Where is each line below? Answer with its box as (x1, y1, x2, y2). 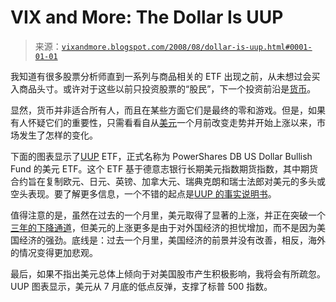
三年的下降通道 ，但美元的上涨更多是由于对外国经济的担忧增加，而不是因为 (10, 221, 317, 233)
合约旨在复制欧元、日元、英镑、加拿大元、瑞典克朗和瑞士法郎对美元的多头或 (10, 175, 326, 187)
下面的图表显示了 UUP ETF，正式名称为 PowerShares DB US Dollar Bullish (10, 150, 313, 162)
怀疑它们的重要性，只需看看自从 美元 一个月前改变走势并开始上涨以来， (27, 116, 317, 128)
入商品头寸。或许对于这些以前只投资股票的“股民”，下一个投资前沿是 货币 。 (10, 82, 317, 95)
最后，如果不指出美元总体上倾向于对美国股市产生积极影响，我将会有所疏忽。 (10, 267, 326, 280)
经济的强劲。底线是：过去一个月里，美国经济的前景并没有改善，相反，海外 (18, 234, 326, 246)
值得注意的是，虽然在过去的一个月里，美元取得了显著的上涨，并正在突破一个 (10, 209, 326, 221)
